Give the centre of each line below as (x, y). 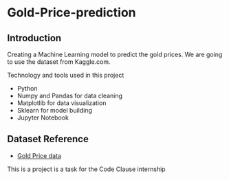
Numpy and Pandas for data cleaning (69, 95)
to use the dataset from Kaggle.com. (59, 62)
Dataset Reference (48, 139)
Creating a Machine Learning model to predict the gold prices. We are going (115, 54)
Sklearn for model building (55, 110)
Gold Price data (39, 155)
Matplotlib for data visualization (62, 103)
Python (27, 88)
